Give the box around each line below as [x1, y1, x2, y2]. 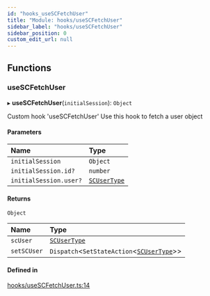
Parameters [7, 128, 42, 137]
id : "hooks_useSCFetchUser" [7, 10, 89, 17]
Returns [7, 194, 31, 203]
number [88, 167, 111, 175]
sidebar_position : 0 [7, 29, 67, 37]
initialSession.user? [10, 177, 82, 185]
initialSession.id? [10, 167, 75, 175]
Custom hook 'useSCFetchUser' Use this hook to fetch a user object [7, 112, 203, 120]
